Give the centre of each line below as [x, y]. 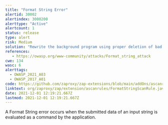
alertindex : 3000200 [27, 19]
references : [17, 51]
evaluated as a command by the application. [51, 117]
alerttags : [16, 70]
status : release [22, 33]
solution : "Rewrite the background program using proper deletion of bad [84, 47]
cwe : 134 [14, 61]
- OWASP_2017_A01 [28, 79]
